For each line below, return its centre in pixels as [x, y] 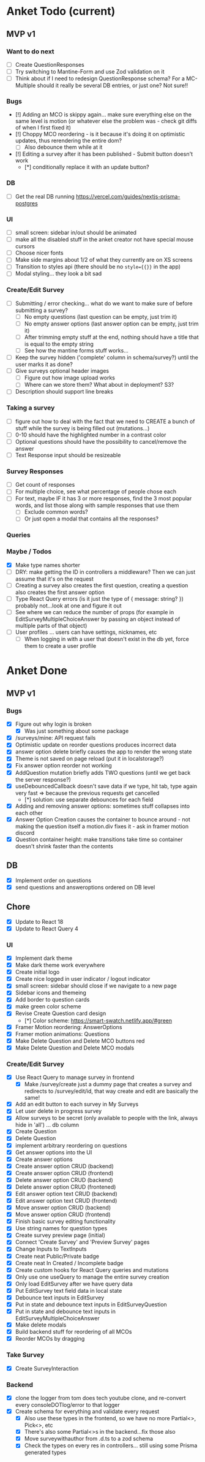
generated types [45, 1452]
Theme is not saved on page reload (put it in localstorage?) [89, 759]
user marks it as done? [44, 364]
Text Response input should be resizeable [68, 455]
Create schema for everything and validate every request [87, 1411]
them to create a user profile [60, 646]
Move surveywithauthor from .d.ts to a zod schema [89, 1439]
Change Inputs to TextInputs [51, 1249]
